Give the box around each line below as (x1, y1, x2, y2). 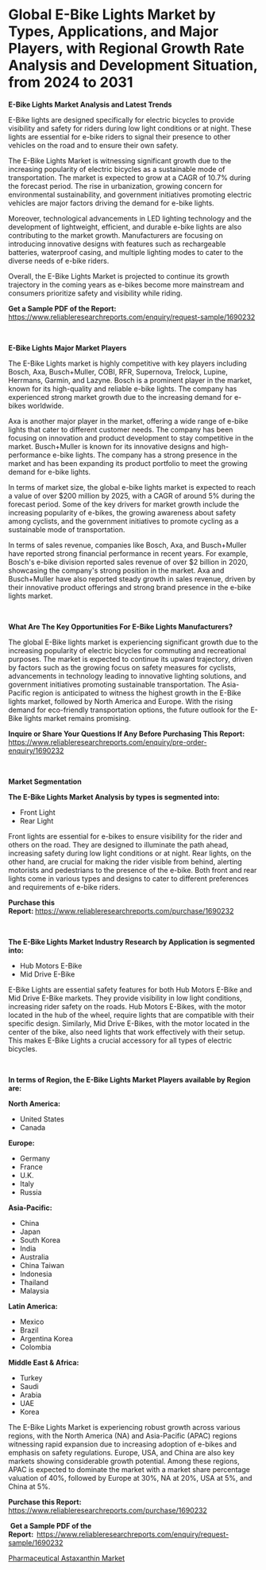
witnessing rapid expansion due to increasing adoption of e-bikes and (8, 1439, 237, 1449)
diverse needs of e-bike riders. (8, 256, 110, 265)
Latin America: (8, 1301, 58, 1311)
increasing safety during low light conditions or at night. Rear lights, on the (8, 848, 252, 858)
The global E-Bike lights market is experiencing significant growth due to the (8, 637, 259, 647)
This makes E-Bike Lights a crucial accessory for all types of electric (8, 1036, 233, 1045)
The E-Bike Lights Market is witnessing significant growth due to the (8, 155, 232, 165)
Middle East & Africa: (8, 1357, 79, 1367)
